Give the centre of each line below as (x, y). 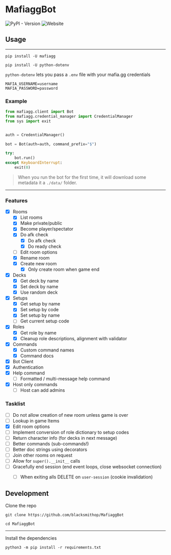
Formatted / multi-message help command (65, 379)
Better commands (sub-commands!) (51, 444)
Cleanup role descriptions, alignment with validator (74, 338)
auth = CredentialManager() (35, 135)
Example (16, 101)
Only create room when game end (64, 269)
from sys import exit (28, 121)
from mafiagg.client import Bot (39, 112)
